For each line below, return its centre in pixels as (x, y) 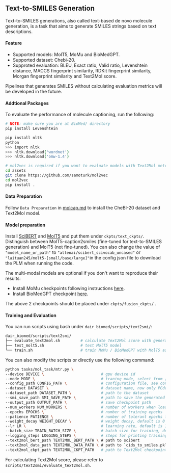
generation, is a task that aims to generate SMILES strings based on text (81, 26)
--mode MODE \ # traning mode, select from (84, 379)
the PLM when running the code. (39, 263)
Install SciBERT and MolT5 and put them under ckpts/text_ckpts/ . (75, 236)
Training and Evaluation (31, 315)
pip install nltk (24, 138)
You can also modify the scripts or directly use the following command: (80, 360)
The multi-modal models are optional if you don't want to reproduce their (82, 273)
